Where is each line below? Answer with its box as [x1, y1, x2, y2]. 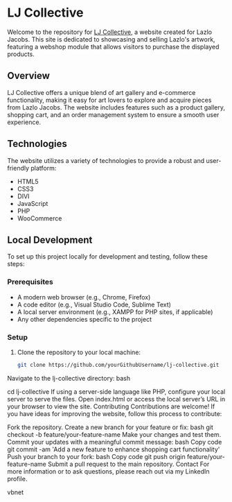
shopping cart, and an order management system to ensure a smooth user [7, 110, 220, 119]
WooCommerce [17, 214, 62, 223]
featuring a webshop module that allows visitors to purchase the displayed [7, 42, 220, 51]
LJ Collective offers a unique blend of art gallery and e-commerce [7, 88, 196, 96]
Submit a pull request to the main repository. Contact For [47, 460, 210, 468]
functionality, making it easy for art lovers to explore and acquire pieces [7, 96, 212, 104]
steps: [7, 260, 25, 268]
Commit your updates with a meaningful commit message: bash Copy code [7, 438, 222, 446]
